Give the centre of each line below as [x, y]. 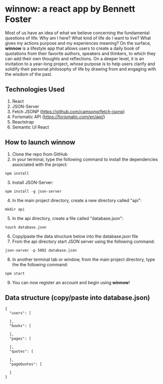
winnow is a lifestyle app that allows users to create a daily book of [72, 48]
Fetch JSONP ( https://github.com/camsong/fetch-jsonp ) [68, 111]
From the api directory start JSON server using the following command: [83, 241]
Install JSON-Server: [33, 182]
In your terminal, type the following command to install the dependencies [85, 159]
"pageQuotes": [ [26, 364]
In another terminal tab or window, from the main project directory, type [83, 259]
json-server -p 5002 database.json [41, 250]
